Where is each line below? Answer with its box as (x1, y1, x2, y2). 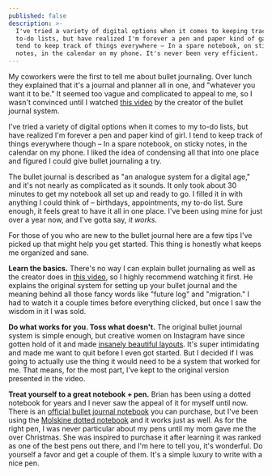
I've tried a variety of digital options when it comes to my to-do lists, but (8, 122, 249, 131)
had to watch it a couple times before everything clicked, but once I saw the (8, 298, 261, 308)
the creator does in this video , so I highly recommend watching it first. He (8, 272, 253, 282)
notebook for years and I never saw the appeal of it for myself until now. (8, 398, 249, 407)
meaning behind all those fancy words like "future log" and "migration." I (8, 289, 249, 299)
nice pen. (8, 458, 40, 468)
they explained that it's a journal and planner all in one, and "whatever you (8, 80, 256, 90)
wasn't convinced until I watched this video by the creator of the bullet (8, 98, 244, 107)
